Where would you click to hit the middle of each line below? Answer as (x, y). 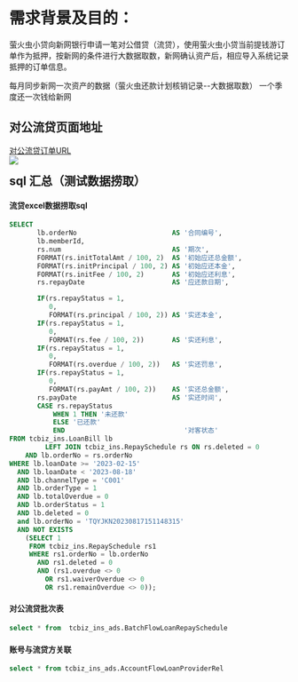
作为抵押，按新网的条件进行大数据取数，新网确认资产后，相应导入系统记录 (153, 55)
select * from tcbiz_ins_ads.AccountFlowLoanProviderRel (117, 669)
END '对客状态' (136, 431)
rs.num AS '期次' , (123, 250)
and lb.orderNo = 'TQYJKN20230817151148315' (101, 521)
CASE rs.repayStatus (75, 406)
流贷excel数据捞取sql (48, 205)
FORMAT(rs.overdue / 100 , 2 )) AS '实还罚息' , (136, 365)
